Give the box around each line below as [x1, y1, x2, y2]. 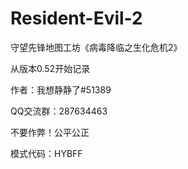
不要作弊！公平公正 [10, 126, 90, 138]
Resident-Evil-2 [10, 7, 143, 30]
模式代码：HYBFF [10, 147, 83, 159]
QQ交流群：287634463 [10, 105, 108, 117]
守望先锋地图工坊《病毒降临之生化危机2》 [10, 41, 183, 53]
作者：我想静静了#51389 [10, 83, 112, 96]
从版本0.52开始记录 [10, 62, 91, 74]
